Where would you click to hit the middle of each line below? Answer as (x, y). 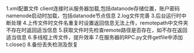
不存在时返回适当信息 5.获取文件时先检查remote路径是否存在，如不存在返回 (97, 30)
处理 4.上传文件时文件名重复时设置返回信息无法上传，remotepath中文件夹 (100, 23)
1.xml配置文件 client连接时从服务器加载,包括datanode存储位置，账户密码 (93, 8)
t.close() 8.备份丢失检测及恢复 (42, 44)
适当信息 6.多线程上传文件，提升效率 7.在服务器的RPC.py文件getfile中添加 (94, 37)
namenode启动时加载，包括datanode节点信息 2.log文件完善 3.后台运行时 (94, 16)
